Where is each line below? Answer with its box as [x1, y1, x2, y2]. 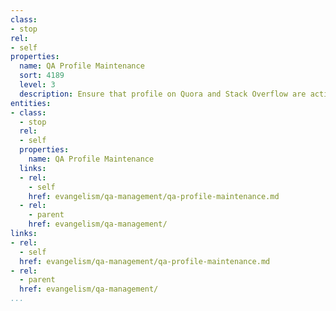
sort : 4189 [19, 71, 65, 81]
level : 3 [19, 80, 56, 90]
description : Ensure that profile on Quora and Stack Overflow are [19, 89, 307, 99]
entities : [10, 98, 52, 108]
